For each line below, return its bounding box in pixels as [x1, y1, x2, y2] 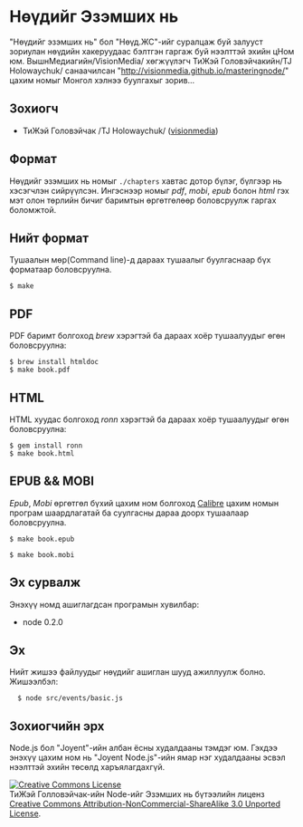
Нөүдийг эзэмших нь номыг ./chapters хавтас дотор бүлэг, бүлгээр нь [9, 175, 282, 187]
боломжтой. [9, 204, 57, 215]
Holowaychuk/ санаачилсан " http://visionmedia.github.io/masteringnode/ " [9, 65, 289, 76]
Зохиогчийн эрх [9, 718, 105, 734]
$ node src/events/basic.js [17, 694, 124, 703]
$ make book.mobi [9, 550, 75, 559]
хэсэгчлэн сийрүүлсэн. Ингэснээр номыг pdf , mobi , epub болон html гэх [9, 185, 289, 196]
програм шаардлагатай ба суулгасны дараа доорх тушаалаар [9, 507, 250, 518]
